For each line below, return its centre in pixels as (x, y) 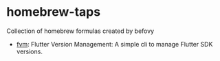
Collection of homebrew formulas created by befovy (80, 31)
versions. (29, 51)
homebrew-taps (54, 12)
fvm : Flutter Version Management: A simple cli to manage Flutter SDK (114, 44)
